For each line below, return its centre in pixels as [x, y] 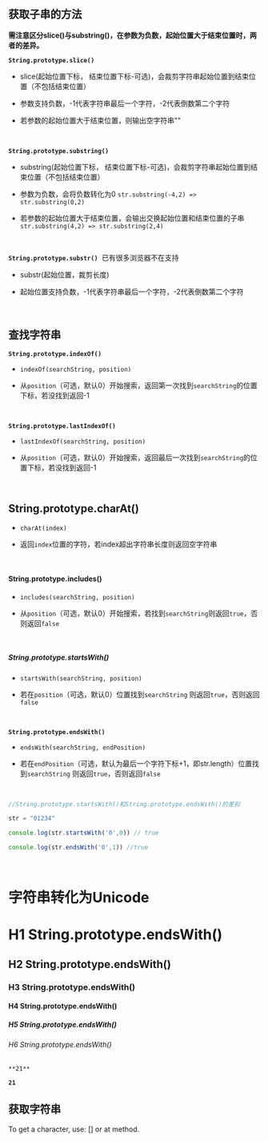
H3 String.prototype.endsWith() [72, 987]
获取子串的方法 [45, 14]
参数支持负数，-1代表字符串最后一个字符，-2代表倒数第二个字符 [125, 103]
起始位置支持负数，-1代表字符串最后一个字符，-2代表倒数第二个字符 [132, 292]
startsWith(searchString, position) [81, 678]
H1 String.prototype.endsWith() [115, 935]
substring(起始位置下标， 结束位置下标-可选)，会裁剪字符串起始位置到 [135, 167]
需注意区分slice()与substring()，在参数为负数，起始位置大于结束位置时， [129, 35]
